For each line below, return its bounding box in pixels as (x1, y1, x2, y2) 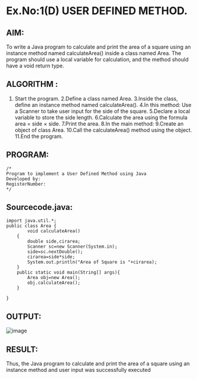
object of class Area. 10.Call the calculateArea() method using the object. (14, 126, 192, 134)
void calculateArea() (27, 228, 81, 234)
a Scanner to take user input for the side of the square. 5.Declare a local (14, 108, 190, 115)
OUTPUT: (6, 312, 41, 322)
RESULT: (6, 344, 38, 354)
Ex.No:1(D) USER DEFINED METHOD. (6, 4, 188, 18)
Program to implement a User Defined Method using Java (6, 170, 147, 177)
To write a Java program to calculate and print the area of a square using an (6, 43, 191, 50)
